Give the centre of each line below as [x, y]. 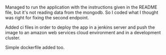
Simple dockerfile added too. [35, 47]
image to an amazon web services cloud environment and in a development [83, 32]
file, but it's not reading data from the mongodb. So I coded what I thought [82, 12]
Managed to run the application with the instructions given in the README [81, 7]
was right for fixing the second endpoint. [47, 18]
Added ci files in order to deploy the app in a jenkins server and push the [80, 27]
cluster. [13, 38]
